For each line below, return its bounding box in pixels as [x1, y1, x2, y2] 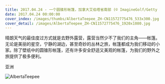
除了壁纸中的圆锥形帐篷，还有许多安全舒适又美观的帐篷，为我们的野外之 [13, 47, 160, 53]
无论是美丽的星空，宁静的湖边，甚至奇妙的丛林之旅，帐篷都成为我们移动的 [5, 41, 156, 47]
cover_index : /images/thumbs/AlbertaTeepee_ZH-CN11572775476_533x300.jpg [5, 16, 160, 21]
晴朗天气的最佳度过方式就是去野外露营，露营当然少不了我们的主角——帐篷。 [5, 35, 160, 41]
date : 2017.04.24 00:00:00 [5, 12, 60, 17]
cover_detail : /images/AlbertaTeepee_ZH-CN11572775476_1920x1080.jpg [5, 21, 151, 26]
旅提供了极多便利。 [5, 54, 44, 59]
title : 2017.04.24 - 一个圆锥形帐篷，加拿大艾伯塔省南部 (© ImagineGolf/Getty [5, 7, 158, 12]
